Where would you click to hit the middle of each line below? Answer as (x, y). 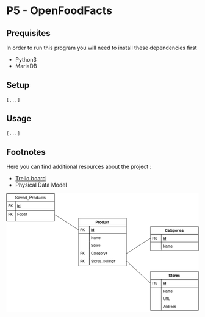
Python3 (26, 59)
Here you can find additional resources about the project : (79, 167)
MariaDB (26, 66)
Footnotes (26, 152)
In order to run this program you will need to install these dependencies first (102, 48)
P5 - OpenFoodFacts (59, 11)
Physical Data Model (41, 185)
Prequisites (28, 33)
